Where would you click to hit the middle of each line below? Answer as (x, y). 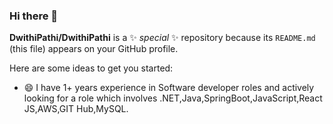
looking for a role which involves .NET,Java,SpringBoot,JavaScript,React (173, 98)
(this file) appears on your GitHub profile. (94, 49)
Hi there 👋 (34, 16)
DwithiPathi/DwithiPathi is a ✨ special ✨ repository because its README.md (162, 38)
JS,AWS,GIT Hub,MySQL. (76, 109)
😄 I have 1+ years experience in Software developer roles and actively (169, 88)
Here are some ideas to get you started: (91, 68)
